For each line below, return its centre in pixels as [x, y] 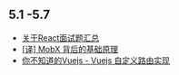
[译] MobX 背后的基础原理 [70, 49]
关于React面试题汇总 [60, 37]
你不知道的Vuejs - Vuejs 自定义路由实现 [95, 60]
